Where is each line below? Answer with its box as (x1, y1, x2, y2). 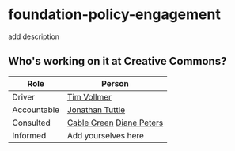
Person (101, 77, 129, 89)
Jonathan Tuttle (66, 104, 125, 115)
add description (8, 32, 60, 41)
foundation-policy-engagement (8, 6, 222, 24)
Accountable (12, 104, 60, 115)
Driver (12, 91, 36, 102)
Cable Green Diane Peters (66, 117, 164, 128)
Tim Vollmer (66, 91, 112, 102)
